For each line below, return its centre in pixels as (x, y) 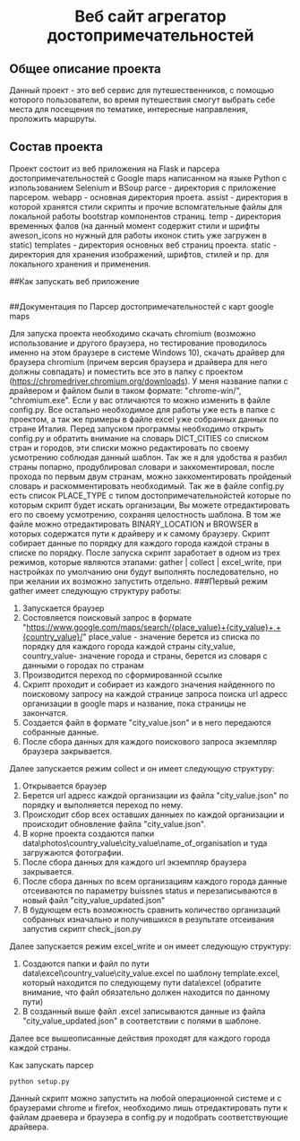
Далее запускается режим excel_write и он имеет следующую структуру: (150, 946)
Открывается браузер (64, 786)
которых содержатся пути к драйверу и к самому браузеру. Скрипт (140, 533)
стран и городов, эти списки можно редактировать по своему (129, 448)
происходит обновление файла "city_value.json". (114, 823)
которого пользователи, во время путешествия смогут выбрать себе (142, 100)
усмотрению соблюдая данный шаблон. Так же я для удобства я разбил (149, 457)
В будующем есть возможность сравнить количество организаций (151, 910)
